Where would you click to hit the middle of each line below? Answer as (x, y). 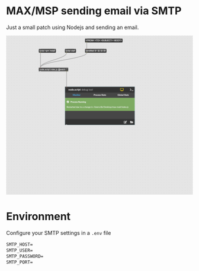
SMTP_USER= (20, 251)
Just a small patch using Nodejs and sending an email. (73, 27)
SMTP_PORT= (20, 262)
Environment (38, 217)
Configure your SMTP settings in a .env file (59, 233)
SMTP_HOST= (20, 245)
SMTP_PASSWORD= (25, 257)
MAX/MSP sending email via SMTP (94, 11)
